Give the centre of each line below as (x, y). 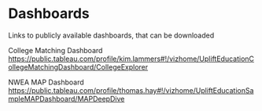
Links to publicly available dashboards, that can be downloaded (111, 35)
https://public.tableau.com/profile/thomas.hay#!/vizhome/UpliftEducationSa (131, 90)
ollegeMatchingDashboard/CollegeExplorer (78, 66)
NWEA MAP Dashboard (46, 82)
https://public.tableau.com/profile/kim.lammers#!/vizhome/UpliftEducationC (131, 59)
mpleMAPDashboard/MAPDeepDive (66, 98)
